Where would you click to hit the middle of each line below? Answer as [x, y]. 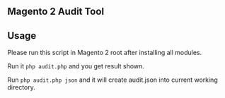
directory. [21, 87]
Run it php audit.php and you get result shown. [76, 66]
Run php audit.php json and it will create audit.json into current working [112, 80]
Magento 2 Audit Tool [56, 12]
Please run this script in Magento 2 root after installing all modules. [105, 53]
